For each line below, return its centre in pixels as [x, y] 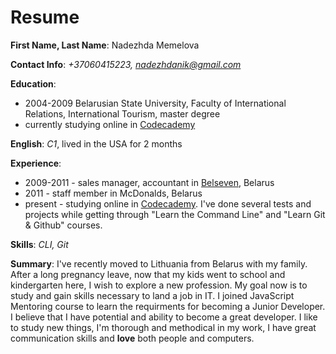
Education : [33, 83]
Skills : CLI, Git [39, 244]
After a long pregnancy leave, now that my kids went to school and [148, 274]
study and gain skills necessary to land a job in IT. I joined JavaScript [152, 295]
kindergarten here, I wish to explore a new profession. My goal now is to [159, 285]
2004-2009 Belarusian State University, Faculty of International [155, 103]
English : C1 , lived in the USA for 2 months [96, 143]
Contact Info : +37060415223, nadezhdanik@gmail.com [126, 64]
